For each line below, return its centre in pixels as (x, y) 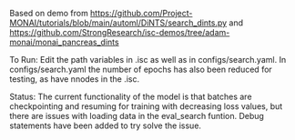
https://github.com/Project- (141, 13)
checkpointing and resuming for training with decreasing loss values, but (146, 106)
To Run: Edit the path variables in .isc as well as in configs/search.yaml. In (148, 60)
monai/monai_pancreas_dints (65, 42)
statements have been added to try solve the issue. (106, 125)
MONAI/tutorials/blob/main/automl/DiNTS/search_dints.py (118, 23)
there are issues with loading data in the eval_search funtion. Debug (137, 116)
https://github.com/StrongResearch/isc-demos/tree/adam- (120, 32)
